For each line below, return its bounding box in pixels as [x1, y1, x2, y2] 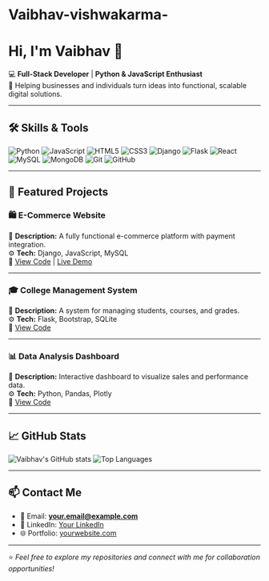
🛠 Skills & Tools [8, 121, 90, 134]
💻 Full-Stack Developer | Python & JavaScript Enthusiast [8, 70, 203, 79]
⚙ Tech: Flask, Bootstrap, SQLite [8, 314, 118, 323]
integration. [8, 239, 46, 249]
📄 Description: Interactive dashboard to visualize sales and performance [8, 372, 249, 382]
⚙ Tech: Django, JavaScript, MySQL [8, 248, 129, 258]
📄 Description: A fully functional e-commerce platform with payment [8, 230, 236, 241]
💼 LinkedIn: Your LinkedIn [19, 519, 104, 529]
